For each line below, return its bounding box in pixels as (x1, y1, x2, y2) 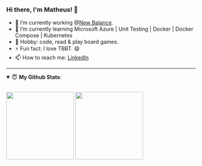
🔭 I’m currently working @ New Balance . (14, 19, 114, 26)
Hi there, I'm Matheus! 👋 (6, 5, 78, 14)
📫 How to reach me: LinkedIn (14, 54, 89, 61)
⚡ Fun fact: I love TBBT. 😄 (14, 45, 80, 52)
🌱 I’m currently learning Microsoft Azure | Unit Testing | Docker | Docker (14, 25, 194, 32)
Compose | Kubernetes (14, 32, 73, 39)
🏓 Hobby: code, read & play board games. (14, 38, 119, 46)
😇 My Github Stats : (11, 73, 62, 81)
